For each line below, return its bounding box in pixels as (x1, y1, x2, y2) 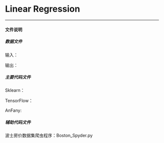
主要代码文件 (5, 74, 31, 80)
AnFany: (5, 107, 22, 113)
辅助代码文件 (5, 120, 31, 125)
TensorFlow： (5, 98, 33, 103)
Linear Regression (5, 3, 81, 15)
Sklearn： (5, 87, 25, 93)
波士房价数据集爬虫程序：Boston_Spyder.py (5, 133, 93, 139)
